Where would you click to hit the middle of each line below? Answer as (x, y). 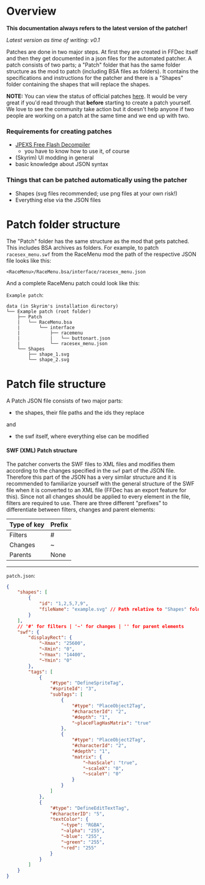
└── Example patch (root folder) (49, 312)
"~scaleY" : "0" (102, 774)
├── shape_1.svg (49, 355)
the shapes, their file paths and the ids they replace (80, 413)
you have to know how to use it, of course (77, 151)
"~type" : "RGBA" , (83, 825)
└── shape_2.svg (49, 360)
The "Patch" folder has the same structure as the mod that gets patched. (98, 241)
